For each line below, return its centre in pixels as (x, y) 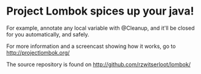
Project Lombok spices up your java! (100, 11)
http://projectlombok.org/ (38, 52)
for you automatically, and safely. (48, 34)
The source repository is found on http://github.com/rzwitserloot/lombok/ (98, 64)
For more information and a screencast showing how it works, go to (91, 46)
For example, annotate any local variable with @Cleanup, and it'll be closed (100, 28)
